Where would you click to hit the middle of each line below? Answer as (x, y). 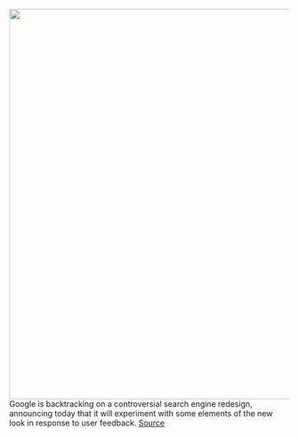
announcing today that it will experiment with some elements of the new (141, 413)
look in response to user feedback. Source (87, 423)
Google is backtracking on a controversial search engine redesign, (131, 404)
